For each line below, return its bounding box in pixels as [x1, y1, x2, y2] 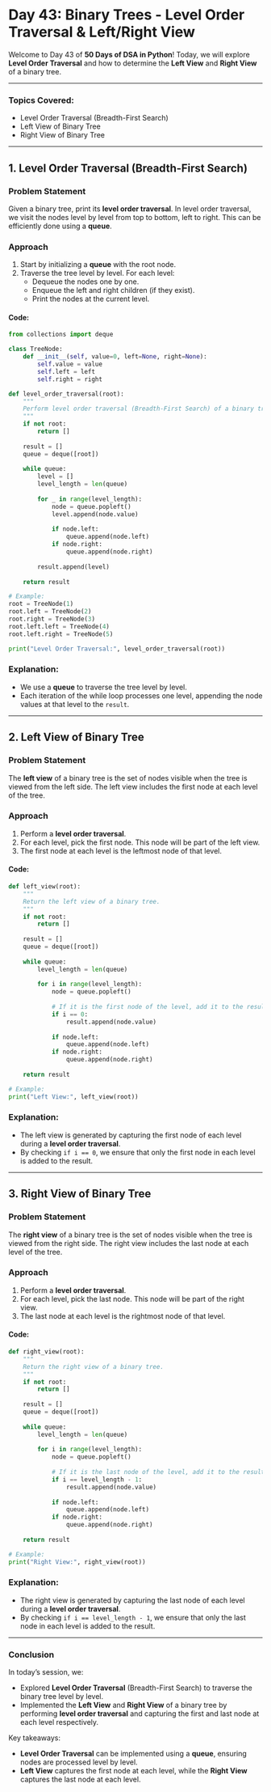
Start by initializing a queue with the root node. [19, 260, 177, 269]
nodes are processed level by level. [19, 1757, 139, 1767]
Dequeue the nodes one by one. [31, 277, 140, 286]
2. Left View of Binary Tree [8, 731, 145, 744]
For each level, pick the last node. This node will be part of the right [19, 1294, 244, 1303]
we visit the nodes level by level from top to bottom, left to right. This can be [8, 212, 261, 222]
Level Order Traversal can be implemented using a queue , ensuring [19, 1749, 248, 1759]
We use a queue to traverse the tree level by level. [19, 682, 187, 692]
